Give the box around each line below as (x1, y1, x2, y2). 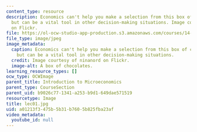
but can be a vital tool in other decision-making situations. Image (11, 19, 185, 25)
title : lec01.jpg (6, 100, 49, 107)
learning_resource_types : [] (6, 68, 77, 74)
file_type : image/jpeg (6, 36, 62, 41)
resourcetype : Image (6, 95, 57, 101)
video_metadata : (6, 112, 46, 117)
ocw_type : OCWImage (6, 74, 54, 79)
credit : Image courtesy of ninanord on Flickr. (11, 57, 130, 63)
